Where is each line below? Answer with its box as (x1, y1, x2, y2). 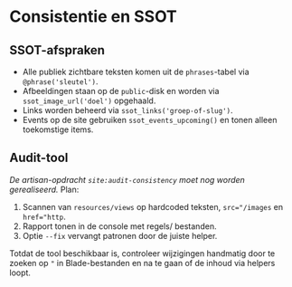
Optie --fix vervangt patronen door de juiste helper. (22, 230, 218, 241)
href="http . (22, 211, 66, 222)
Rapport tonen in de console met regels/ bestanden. (22, 220, 217, 232)
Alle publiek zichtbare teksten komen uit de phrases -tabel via (22, 66, 250, 77)
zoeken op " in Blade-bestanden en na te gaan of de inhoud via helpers (9, 257, 276, 268)
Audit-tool (9, 150, 69, 166)
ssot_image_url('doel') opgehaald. (22, 95, 156, 106)
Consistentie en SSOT (9, 6, 178, 27)
